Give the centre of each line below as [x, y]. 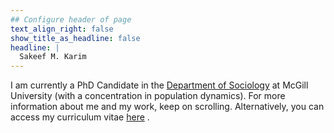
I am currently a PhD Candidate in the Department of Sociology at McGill [159, 85]
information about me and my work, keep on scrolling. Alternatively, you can [167, 107]
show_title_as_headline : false [75, 38]
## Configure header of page [71, 19]
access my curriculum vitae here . [80, 117]
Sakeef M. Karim [53, 57]
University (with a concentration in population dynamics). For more [148, 96]
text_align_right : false [62, 29]
